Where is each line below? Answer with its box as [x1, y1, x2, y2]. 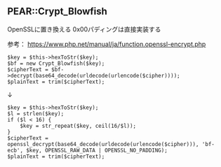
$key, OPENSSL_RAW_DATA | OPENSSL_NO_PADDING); [25, 147, 168, 154]
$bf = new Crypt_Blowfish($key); [7, 59, 105, 67]
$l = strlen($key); [7, 110, 65, 117]
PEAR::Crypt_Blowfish [7, 6, 107, 17]
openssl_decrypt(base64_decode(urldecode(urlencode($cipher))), [7, 140, 199, 147]
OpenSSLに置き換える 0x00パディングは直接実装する [7, 24, 161, 34]
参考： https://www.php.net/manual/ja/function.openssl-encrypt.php [7, 40, 206, 48]
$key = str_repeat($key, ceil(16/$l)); [20, 122, 137, 129]
